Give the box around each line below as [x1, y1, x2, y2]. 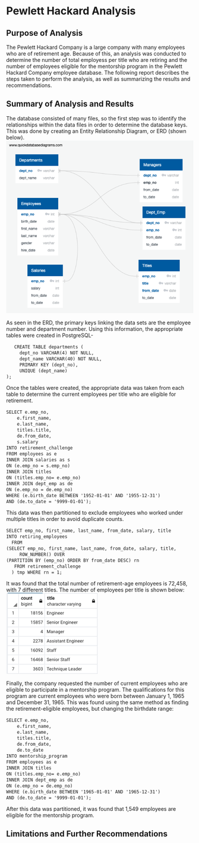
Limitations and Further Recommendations [6, 829, 168, 839]
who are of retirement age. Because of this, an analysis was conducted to [6, 50, 187, 57]
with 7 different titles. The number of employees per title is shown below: [6, 586, 185, 593]
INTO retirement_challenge [6, 445, 73, 451]
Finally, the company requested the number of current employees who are [6, 680, 188, 687]
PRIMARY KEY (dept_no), [19, 362, 78, 368]
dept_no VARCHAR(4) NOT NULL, [19, 350, 94, 356]
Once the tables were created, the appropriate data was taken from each [6, 384, 185, 391]
